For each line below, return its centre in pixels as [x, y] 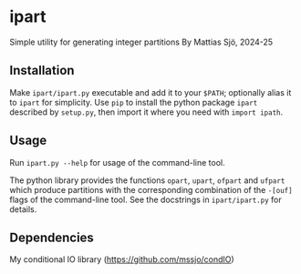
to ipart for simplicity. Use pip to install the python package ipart [134, 102]
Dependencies [52, 237]
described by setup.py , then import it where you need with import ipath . [146, 112]
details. [23, 209]
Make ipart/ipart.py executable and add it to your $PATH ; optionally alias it [150, 92]
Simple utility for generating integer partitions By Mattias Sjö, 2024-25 [141, 42]
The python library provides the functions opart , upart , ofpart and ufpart [147, 180]
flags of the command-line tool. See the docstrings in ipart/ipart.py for [145, 199]
